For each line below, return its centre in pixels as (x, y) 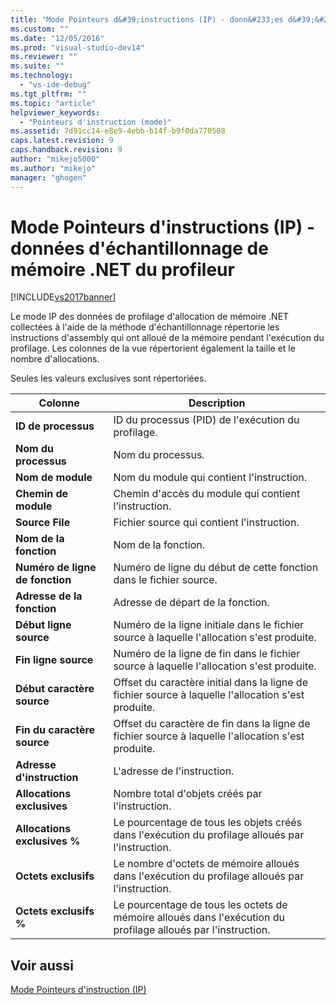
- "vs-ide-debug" (55, 85)
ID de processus (55, 426)
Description (217, 403)
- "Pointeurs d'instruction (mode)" (95, 122)
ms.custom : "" (40, 29)
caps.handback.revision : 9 (66, 150)
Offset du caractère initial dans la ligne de (210, 683)
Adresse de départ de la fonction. (191, 603)
